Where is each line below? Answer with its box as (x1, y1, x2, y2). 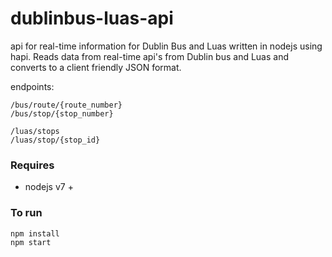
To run (10, 206, 43, 220)
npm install (10, 228, 60, 239)
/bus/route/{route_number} (10, 100, 123, 110)
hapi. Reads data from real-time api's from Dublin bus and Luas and (10, 50, 290, 62)
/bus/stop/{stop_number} (10, 108, 114, 119)
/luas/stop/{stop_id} (10, 135, 101, 145)
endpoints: (10, 80, 55, 92)
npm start (10, 237, 52, 247)
